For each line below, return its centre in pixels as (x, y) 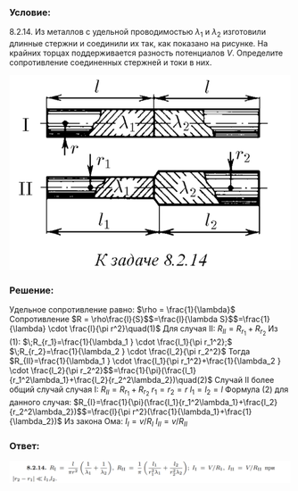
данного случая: (40, 402)
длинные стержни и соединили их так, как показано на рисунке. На (139, 44)
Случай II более (244, 379)
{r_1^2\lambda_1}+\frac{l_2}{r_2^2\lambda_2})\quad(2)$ (111, 379)
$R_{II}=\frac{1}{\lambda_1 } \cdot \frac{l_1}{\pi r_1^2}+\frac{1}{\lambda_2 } (145, 361)
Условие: (30, 12)
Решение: (32, 290)
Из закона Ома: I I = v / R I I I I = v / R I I (126, 422)
